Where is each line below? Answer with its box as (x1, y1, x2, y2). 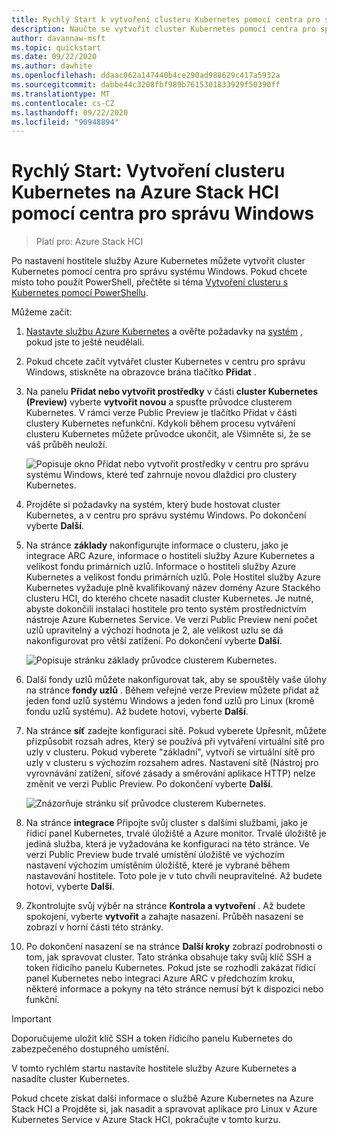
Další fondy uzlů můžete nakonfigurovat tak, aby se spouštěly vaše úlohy (25, 674, 327, 686)
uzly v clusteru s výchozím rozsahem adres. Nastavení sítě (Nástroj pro (25, 757, 319, 769)
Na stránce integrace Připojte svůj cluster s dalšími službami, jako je (25, 817, 308, 829)
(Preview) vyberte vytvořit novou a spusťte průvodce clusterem (25, 396, 293, 408)
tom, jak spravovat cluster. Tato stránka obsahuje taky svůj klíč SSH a (25, 951, 312, 963)
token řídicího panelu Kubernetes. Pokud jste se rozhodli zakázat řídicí (25, 962, 316, 974)
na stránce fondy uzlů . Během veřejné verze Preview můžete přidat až (25, 684, 320, 696)
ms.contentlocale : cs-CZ (11, 98, 115, 108)
